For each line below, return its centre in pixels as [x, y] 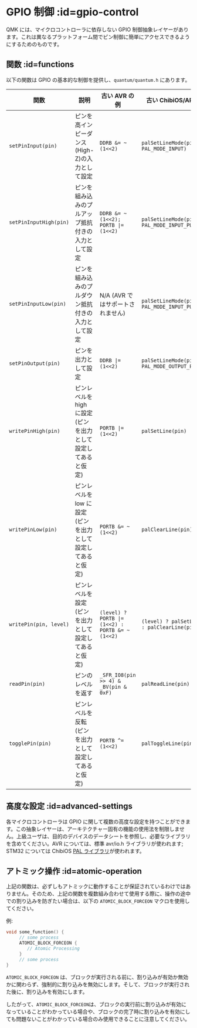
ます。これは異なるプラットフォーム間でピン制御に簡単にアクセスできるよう [98, 36]
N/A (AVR [113, 295]
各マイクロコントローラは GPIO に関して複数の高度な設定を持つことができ [96, 822]
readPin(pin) [27, 684]
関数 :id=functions [40, 64]
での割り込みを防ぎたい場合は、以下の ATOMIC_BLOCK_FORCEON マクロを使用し [98, 901]
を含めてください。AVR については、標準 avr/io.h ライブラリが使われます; [95, 843]
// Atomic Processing [54, 949]
